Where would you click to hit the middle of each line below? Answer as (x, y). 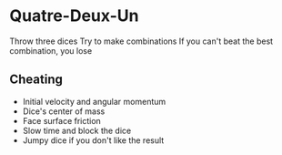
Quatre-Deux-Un (74, 16)
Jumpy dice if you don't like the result (93, 140)
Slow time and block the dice (77, 130)
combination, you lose (51, 50)
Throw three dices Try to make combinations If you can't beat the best (141, 41)
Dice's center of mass (64, 111)
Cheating (36, 80)
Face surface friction (62, 120)
